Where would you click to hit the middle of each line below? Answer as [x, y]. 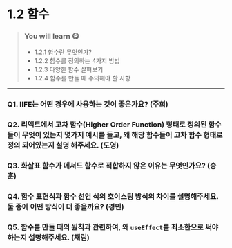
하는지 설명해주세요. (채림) [48, 238]
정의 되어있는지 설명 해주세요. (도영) [63, 145]
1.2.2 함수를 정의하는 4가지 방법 [77, 61]
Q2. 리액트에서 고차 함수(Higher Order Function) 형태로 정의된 [107, 125]
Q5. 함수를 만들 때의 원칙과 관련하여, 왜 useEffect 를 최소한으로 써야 [113, 227]
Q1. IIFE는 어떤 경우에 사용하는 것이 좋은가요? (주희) [88, 105]
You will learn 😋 [51, 37]
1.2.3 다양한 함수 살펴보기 [69, 69]
